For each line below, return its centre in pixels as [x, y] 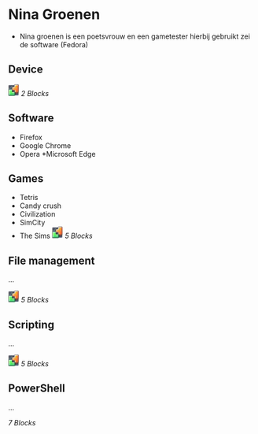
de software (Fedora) [54, 44]
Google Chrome [45, 145]
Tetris [29, 198]
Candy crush [40, 206]
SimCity [32, 223]
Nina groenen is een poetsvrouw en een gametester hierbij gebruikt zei [135, 36]
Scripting [31, 325]
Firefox [31, 137]
